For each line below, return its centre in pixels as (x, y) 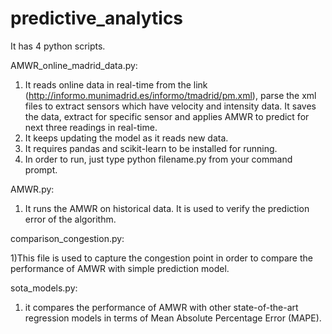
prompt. (41, 169)
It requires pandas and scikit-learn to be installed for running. (151, 148)
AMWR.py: (32, 189)
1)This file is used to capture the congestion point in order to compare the (161, 258)
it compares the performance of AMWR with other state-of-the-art (161, 307)
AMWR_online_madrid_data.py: (74, 65)
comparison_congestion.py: (67, 238)
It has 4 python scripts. (58, 46)
